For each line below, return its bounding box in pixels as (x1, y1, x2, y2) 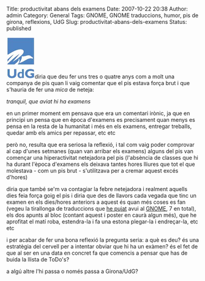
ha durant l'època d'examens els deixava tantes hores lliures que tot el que (6, 160, 195, 168)
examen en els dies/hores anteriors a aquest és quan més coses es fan (6, 198, 186, 206)
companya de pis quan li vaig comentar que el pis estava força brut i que (6, 80, 190, 86)
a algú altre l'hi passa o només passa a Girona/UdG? (6, 268, 139, 275)
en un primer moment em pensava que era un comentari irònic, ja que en (6, 110, 190, 117)
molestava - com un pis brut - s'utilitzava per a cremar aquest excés (6, 167, 179, 174)
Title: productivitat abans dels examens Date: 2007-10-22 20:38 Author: (6, 6, 188, 12)
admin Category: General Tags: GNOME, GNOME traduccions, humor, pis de (6, 12, 199, 19)
